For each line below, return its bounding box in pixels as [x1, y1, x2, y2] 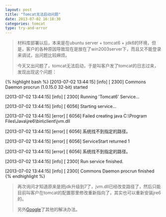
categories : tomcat [5, 21, 46, 26]
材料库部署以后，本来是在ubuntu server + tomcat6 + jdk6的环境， [17, 40, 152, 46]
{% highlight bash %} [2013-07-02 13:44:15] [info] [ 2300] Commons [5, 79, 146, 85]
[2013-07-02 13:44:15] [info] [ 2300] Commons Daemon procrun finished [5, 168, 155, 174]
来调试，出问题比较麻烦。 [17, 53, 70, 58]
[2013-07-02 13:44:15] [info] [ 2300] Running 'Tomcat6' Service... [5, 94, 140, 100]
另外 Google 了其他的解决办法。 [17, 207, 80, 213]
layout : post [5, 7, 32, 12]
